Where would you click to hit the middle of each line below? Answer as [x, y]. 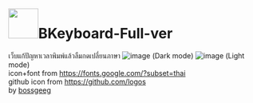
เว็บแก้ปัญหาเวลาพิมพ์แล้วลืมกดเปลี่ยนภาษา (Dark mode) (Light [126, 55]
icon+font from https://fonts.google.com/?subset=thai [97, 73]
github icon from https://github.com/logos [77, 81]
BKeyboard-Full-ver [106, 34]
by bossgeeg [30, 90]
